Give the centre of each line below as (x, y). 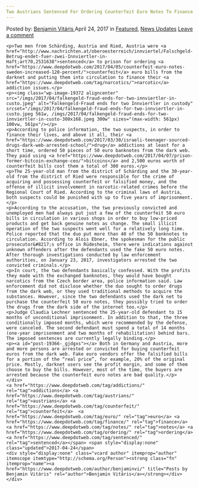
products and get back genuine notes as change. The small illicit (92, 223)
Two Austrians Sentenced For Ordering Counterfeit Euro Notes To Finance (100, 12)
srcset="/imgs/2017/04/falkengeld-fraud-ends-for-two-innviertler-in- (96, 109)
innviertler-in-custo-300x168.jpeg (50, 119)
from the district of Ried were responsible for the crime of (96, 177)
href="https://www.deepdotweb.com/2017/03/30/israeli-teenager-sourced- (98, 140)
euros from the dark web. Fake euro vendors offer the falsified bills (97, 354)
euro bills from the (157, 72)
